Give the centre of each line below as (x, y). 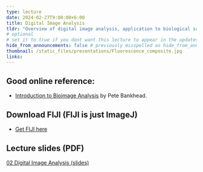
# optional (20, 34)
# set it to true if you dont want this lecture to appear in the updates (102, 40)
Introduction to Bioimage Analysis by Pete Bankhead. (81, 96)
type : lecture (24, 12)
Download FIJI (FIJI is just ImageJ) (72, 114)
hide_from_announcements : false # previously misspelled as (84, 46)
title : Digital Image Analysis (46, 23)
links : (14, 57)
